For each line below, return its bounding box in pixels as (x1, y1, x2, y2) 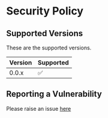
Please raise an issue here (6, 105, 71, 112)
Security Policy (6, 4, 84, 18)
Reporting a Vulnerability (6, 89, 102, 99)
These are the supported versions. (6, 44, 92, 51)
